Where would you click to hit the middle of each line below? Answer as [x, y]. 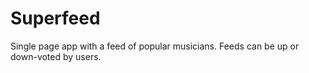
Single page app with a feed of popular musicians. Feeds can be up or [155, 46]
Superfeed [55, 18]
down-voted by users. [56, 56]
